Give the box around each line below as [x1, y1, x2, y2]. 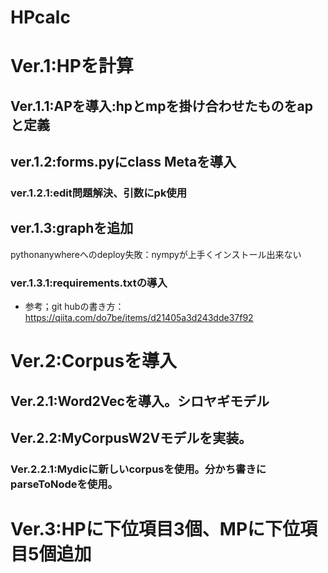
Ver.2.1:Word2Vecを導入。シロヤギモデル [10, 392, 270, 410]
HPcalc [10, 6, 71, 29]
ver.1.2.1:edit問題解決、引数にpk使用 [10, 186, 188, 200]
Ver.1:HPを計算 [10, 55, 134, 78]
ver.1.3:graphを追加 [10, 220, 134, 237]
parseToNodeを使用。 [10, 477, 118, 491]
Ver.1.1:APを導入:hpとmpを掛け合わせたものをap [10, 97, 313, 115]
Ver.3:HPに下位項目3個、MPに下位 [10, 518, 301, 541]
